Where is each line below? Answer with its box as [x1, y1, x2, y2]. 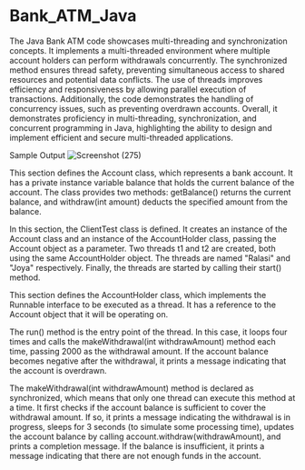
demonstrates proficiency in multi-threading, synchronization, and [9, 113, 257, 124]
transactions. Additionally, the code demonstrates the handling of [9, 93, 254, 105]
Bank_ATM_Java [9, 5, 137, 26]
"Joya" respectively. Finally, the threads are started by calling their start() [9, 262, 282, 273]
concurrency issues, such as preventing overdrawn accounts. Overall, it [9, 103, 278, 114]
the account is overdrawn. [9, 365, 107, 375]
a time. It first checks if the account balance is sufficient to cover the [9, 402, 266, 413]
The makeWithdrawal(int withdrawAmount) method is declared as [9, 383, 254, 394]
